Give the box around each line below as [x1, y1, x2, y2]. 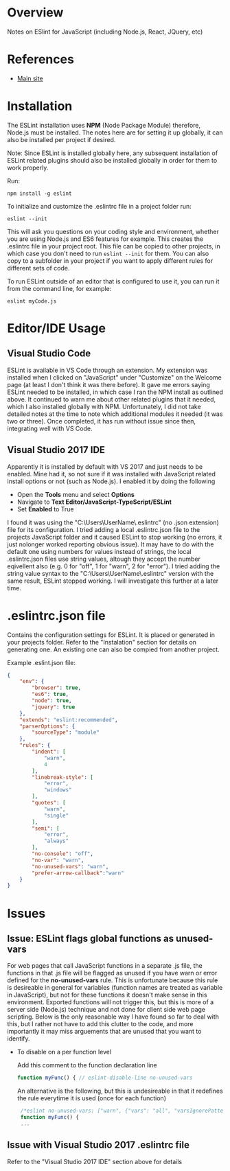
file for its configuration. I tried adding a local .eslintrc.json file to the [7, 525, 200, 533]
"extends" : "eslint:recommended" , [19, 716, 118, 723]
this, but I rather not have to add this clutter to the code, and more [7, 1020, 194, 1028]
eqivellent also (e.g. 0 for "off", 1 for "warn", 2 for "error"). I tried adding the [7, 561, 220, 570]
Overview [7, 5, 64, 21]
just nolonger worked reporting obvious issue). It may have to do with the [7, 540, 214, 548]
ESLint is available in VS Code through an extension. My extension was [7, 366, 208, 374]
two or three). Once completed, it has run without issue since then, [7, 417, 196, 425]
